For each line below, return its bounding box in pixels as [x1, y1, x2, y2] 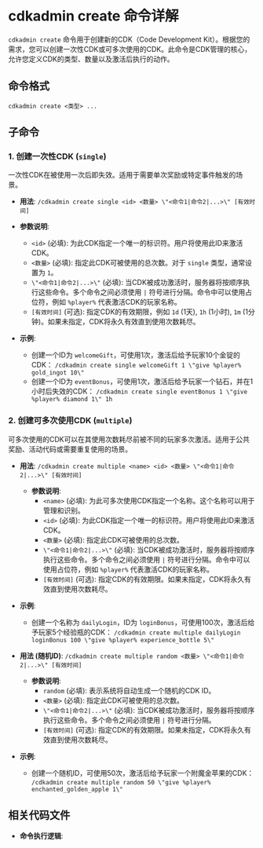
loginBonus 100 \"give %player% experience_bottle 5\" [31, 636, 214, 644]
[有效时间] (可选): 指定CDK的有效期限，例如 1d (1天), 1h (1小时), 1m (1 [31, 307, 249, 316]
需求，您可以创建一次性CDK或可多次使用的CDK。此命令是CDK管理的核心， [8, 44, 252, 53]
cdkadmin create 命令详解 [8, 7, 179, 25]
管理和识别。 [42, 506, 85, 515]
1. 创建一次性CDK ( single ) [8, 151, 107, 162]
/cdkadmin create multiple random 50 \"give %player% [31, 778, 211, 786]
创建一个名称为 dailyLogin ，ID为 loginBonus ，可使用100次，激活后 [31, 617, 248, 627]
